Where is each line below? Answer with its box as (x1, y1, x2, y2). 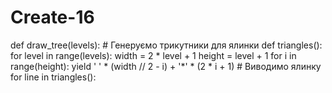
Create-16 (10, 6, 95, 29)
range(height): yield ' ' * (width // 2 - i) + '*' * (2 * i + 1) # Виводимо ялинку (10, 60, 322, 72)
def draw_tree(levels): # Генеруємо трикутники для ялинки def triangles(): (10, 39, 323, 51)
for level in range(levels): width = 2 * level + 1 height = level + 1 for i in (10, 49, 297, 61)
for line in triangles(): (10, 71, 97, 83)
